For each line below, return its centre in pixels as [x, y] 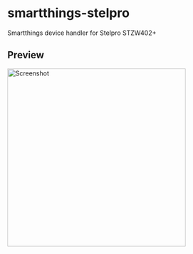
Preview [26, 55]
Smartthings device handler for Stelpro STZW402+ [82, 33]
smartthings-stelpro [69, 13]
